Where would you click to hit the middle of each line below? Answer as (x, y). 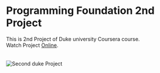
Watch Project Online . (32, 45)
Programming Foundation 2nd (80, 11)
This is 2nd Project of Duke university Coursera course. (73, 39)
